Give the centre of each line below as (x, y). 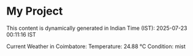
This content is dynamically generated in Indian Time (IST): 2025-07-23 (97, 28)
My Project (35, 11)
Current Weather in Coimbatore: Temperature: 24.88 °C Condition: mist (96, 46)
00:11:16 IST (21, 34)
